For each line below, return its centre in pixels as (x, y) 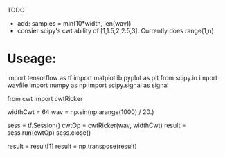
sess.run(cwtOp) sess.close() (49, 132)
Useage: (32, 59)
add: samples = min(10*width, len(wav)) (74, 23)
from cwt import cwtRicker (45, 98)
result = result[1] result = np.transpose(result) (72, 146)
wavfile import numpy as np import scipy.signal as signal (88, 85)
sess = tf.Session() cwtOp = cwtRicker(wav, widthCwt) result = (97, 125)
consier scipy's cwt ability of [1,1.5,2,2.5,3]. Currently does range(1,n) (116, 31)
